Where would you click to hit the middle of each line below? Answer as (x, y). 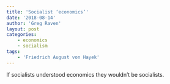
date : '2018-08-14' (31, 18)
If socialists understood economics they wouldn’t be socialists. (85, 74)
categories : (21, 35)
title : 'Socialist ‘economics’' (47, 12)
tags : (13, 52)
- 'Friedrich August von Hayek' (58, 57)
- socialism (32, 46)
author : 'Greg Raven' (34, 23)
